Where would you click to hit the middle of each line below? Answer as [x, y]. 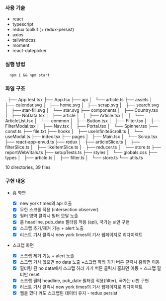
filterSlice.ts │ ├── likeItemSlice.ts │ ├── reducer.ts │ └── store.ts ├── [83, 147]
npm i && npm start [30, 75]
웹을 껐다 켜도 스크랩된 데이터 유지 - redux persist [69, 293]
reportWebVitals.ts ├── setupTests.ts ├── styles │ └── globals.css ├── [81, 152]
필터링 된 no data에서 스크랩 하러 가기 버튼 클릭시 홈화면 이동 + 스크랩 [88, 268]
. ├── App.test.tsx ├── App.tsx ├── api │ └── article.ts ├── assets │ [79, 99]
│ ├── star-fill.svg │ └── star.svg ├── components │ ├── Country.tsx [82, 110]
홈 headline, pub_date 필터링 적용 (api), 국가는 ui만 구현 [75, 222]
